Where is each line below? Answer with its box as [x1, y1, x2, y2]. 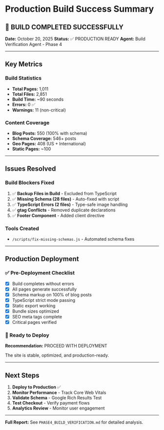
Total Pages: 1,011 [12, 86, 49, 91]
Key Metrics [5, 60, 43, 68]
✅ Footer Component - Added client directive [12, 212, 105, 218]
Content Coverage [5, 119, 50, 126]
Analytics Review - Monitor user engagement [12, 405, 105, 411]
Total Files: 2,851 [12, 91, 47, 97]
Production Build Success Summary [5, 3, 154, 15]
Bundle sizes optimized [12, 308, 60, 314]
